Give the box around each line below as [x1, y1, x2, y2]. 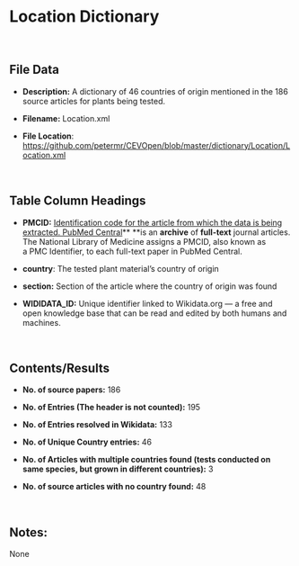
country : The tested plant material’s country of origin [22, 263, 220, 274]
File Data [9, 62, 60, 77]
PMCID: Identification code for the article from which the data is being [22, 217, 283, 228]
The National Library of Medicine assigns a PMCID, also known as [22, 236, 267, 247]
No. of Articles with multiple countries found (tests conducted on [22, 454, 271, 465]
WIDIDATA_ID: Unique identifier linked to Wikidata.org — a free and [22, 298, 273, 309]
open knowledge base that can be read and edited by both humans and [22, 308, 287, 319]
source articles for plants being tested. [22, 95, 166, 106]
